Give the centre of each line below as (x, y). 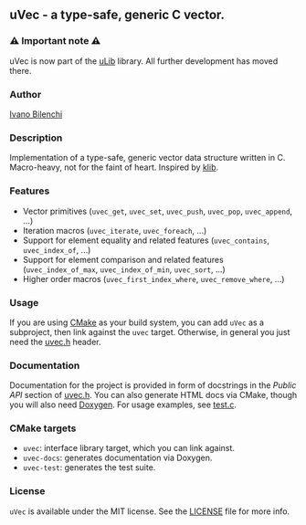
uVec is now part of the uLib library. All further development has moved (144, 61)
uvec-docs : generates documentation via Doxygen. (117, 458)
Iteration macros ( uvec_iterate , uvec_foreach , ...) (115, 230)
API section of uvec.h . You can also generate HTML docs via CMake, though (153, 395)
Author (26, 94)
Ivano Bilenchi (36, 114)
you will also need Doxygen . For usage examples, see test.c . (123, 404)
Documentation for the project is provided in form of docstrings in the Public (153, 385)
